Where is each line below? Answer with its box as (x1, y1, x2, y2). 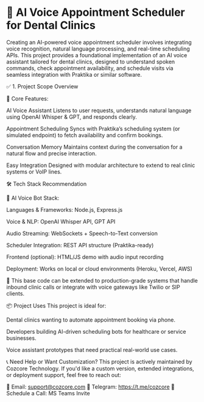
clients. (6, 289, 25, 297)
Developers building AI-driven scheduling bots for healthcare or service (6, 328, 186, 335)
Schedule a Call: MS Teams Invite (6, 389, 90, 397)
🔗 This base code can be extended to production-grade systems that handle (6, 277, 198, 284)
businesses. (6, 334, 37, 342)
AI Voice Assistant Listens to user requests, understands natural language (6, 107, 192, 114)
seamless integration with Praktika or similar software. (6, 71, 142, 78)
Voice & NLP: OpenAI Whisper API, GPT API (6, 217, 116, 225)
